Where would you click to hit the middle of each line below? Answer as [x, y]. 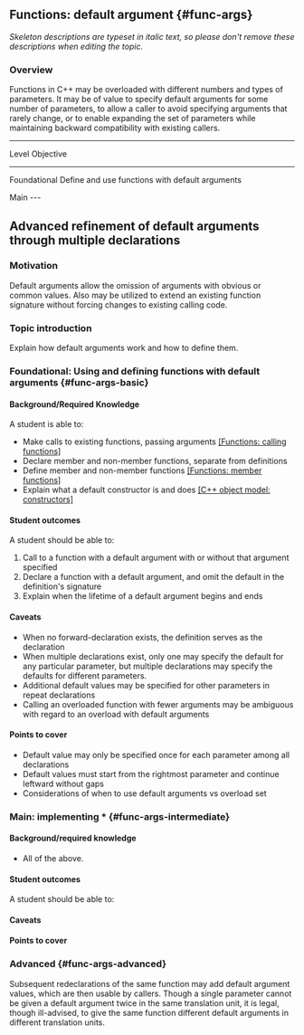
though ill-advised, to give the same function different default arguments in [149, 1012]
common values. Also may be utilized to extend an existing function [135, 295]
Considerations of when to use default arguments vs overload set [144, 793]
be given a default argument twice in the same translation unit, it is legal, [144, 1002]
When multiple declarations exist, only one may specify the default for [153, 656]
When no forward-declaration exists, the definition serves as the [142, 637]
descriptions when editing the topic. [76, 46]
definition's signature [62, 586]
